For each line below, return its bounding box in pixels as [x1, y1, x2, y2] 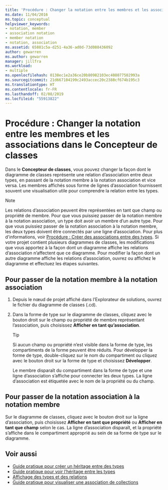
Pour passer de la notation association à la [5, 393, 140, 401]
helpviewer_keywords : [5, 21, 50, 27]
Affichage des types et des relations [12, 473, 87, 480]
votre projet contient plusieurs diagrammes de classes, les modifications [5, 239, 155, 245]
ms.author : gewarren [5, 54, 48, 59]
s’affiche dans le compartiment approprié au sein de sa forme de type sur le [5, 430, 161, 436]
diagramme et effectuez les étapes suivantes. [5, 261, 99, 267]
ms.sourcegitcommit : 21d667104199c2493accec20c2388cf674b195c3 [5, 77, 140, 82]
